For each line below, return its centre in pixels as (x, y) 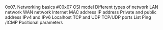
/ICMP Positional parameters (34, 22)
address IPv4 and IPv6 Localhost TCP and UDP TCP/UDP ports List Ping (78, 17)
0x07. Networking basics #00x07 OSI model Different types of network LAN (82, 7)
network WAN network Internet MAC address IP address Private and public (81, 12)
